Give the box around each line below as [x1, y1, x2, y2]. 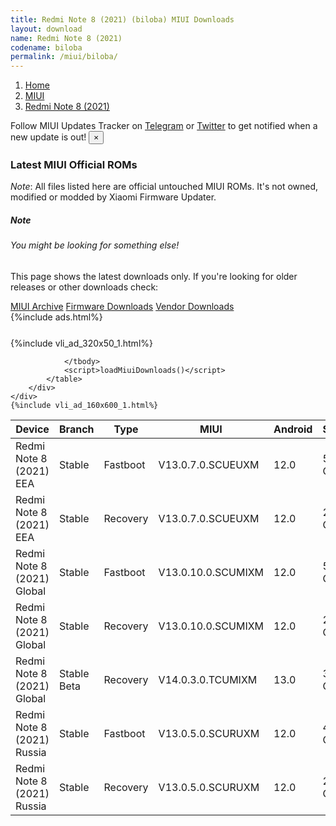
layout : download [10, 24, 83, 34]
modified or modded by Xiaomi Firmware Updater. [10, 191, 217, 203]
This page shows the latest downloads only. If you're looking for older [10, 271, 298, 282]
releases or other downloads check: [10, 281, 159, 293]
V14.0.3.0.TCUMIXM [158, 673, 258, 686]
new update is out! [10, 131, 87, 143]
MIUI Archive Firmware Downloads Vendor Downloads [10, 301, 235, 312]
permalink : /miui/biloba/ [10, 52, 118, 62]
